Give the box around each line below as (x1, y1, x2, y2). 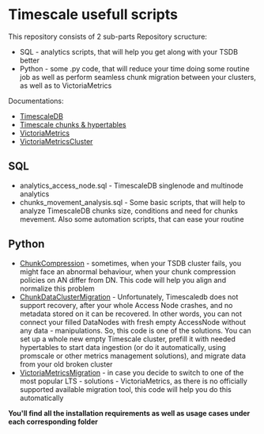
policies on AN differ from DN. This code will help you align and (19, 275, 227, 284)
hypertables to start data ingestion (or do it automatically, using (19, 342, 227, 352)
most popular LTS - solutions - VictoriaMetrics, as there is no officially (19, 376, 247, 386)
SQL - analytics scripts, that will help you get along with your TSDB (19, 47, 239, 56)
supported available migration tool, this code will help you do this (19, 384, 232, 394)
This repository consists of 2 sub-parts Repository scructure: (8, 32, 208, 41)
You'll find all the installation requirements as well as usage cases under (8, 408, 251, 417)
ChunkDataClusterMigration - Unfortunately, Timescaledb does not (19, 291, 239, 302)
